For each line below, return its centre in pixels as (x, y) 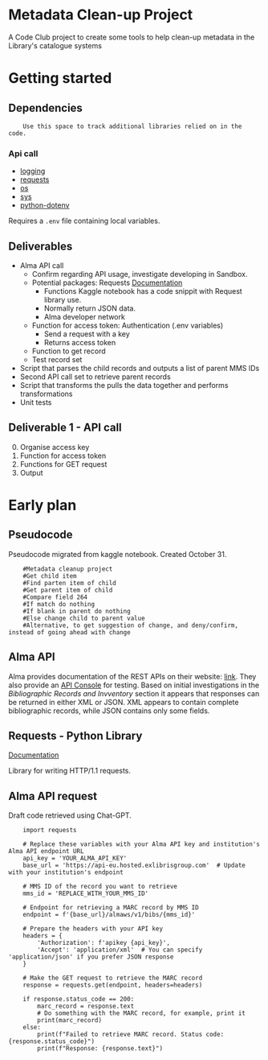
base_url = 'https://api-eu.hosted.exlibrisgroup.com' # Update (134, 866)
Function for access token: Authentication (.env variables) (128, 326)
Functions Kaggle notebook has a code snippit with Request (143, 291)
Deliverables (41, 246)
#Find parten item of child (69, 583)
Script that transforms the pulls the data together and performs (124, 386)
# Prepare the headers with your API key (93, 929)
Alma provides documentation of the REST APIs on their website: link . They (132, 676)
